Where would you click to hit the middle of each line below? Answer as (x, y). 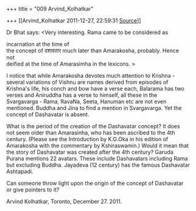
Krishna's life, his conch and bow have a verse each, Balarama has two (95, 88)
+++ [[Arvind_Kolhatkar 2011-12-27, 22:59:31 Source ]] (74, 20)
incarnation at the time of (38, 44)
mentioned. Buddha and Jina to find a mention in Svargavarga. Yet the (94, 108)
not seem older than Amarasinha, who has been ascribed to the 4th (91, 133)
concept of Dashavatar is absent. (48, 114)
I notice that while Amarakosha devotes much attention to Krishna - (91, 76)
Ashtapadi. (20, 171)
